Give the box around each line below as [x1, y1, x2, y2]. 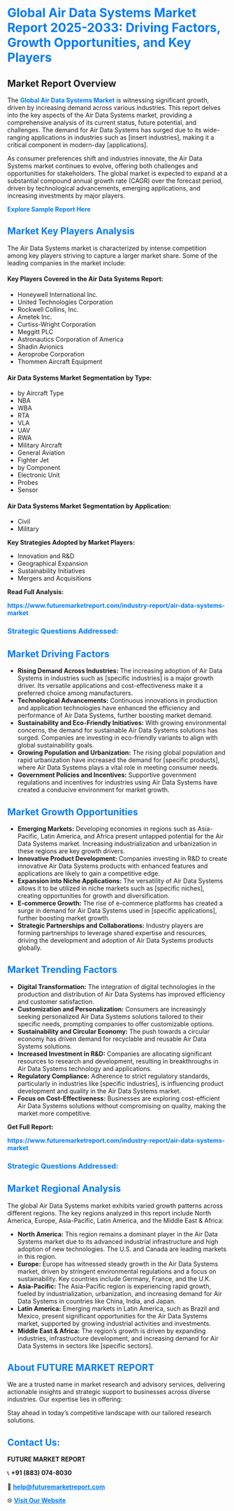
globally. [17, 944, 42, 952]
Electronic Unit [17, 471, 61, 479]
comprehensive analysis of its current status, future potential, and [7, 118, 197, 127]
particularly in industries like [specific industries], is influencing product [17, 1079, 224, 1087]
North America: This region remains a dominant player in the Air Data [17, 1229, 218, 1238]
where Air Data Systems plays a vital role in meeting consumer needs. [17, 764, 219, 772]
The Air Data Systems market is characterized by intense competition [7, 244, 207, 252]
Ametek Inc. [17, 313, 52, 322]
